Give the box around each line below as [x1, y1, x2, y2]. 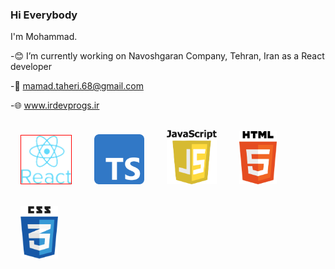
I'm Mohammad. [10, 31, 78, 43]
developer [10, 61, 53, 73]
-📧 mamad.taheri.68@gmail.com [10, 80, 144, 92]
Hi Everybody [10, 8, 78, 22]
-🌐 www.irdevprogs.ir [10, 99, 100, 112]
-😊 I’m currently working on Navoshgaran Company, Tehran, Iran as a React [10, 50, 325, 62]
